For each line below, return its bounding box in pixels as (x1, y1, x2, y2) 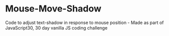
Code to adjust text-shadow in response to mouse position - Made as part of (5, 19, 164, 25)
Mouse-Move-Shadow (5, 3, 102, 14)
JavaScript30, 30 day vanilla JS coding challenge (5, 24, 108, 30)
